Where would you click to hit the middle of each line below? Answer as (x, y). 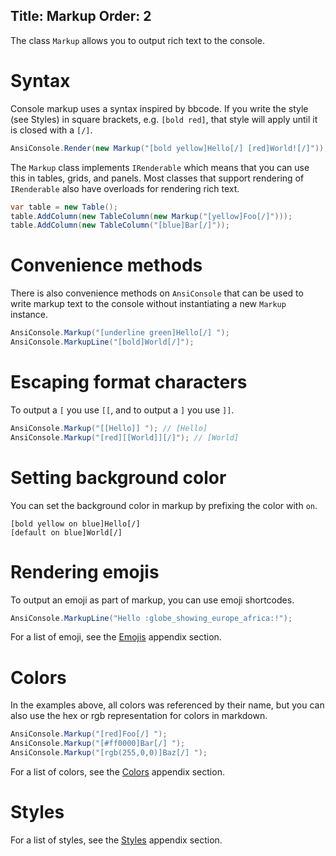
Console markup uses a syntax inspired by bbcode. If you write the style (159, 108)
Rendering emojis (85, 571)
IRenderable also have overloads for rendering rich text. (125, 188)
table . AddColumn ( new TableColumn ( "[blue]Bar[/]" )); (120, 225)
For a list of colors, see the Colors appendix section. (117, 771)
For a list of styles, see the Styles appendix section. (116, 840)
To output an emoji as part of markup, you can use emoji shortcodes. (152, 600)
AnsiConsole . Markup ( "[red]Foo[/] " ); (89, 734)
